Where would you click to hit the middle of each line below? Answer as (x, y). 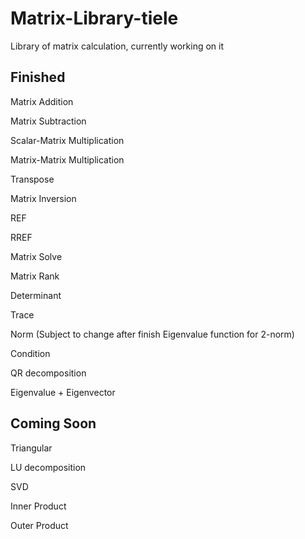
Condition (30, 353)
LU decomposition (48, 467)
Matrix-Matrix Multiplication (67, 159)
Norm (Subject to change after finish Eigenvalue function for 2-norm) (152, 334)
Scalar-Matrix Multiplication (67, 140)
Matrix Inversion (43, 198)
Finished (38, 77)
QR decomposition (48, 373)
